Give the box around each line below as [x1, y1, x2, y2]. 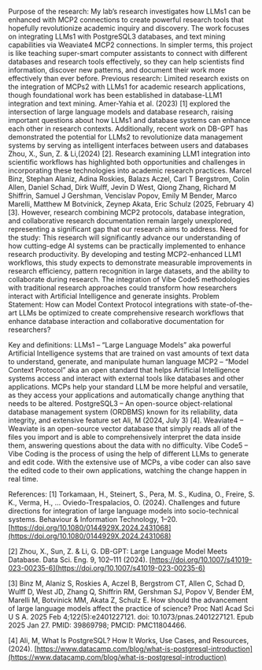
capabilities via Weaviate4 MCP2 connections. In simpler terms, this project [8, 40, 253, 50]
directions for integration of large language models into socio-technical [8, 506, 238, 516]
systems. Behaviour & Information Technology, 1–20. [8, 515, 178, 523]
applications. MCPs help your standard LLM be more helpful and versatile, [8, 382, 249, 391]
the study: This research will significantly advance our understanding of [8, 233, 242, 242]
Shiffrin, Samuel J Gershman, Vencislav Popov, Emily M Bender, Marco [8, 191, 238, 200]
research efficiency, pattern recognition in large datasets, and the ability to [8, 266, 250, 275]
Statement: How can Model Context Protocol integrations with [8, 300, 208, 309]
